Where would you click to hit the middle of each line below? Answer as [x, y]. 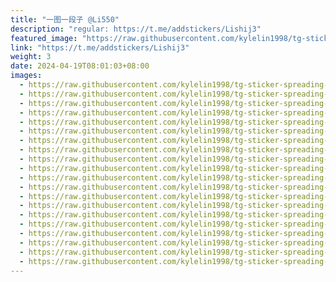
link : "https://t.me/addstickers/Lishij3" [100, 47]
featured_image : [44, 38]
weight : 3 [31, 57]
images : [26, 76]
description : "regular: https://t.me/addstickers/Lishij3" [136, 29]
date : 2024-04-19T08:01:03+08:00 [80, 66]
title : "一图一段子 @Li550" [65, 19]
